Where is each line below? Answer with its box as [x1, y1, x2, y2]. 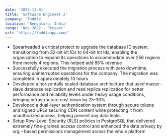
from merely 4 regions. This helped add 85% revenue [12, 60, 122, 66]
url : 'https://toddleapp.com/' [5, 30, 70, 35]
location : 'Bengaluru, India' [5, 21, 68, 26]
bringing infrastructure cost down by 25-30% [12, 97, 106, 102]
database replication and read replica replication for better [24, 86, 144, 92]
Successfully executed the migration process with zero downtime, [12, 65, 148, 71]
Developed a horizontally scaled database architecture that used [12, 81, 145, 87]
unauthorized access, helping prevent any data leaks [12, 113, 121, 118]
